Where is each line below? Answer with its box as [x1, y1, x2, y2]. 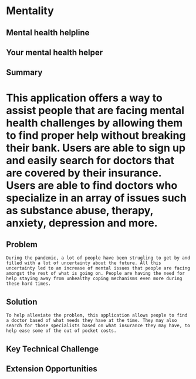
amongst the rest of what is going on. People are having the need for [6, 271, 185, 277]
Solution [6, 297, 38, 307]
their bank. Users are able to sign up [6, 141, 186, 154]
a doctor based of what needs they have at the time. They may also [6, 318, 177, 324]
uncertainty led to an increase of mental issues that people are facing [6, 265, 191, 271]
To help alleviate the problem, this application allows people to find [6, 312, 188, 318]
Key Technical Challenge [6, 344, 99, 354]
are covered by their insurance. [6, 166, 162, 179]
